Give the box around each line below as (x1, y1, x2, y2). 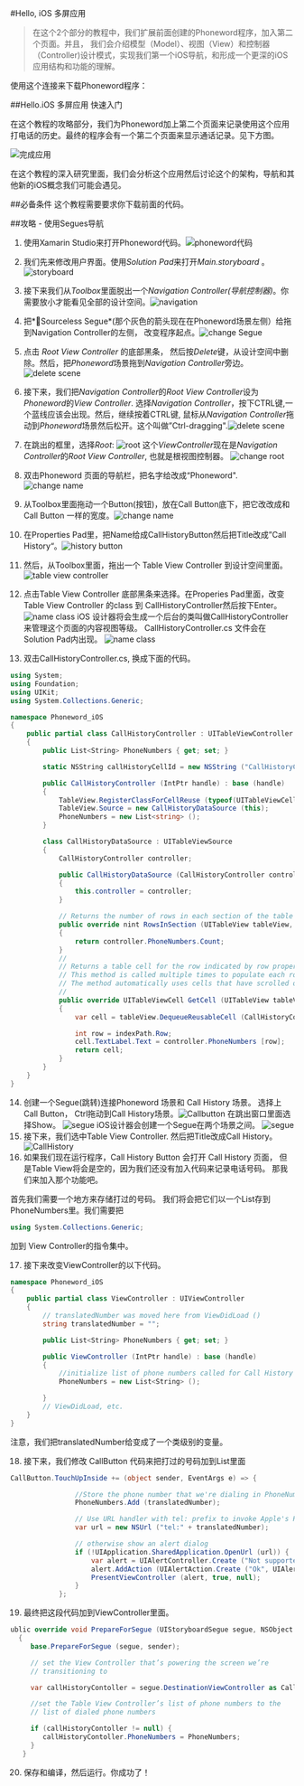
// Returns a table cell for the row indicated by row (58, 962, 270, 972)
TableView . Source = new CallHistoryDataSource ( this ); (58, 804, 270, 813)
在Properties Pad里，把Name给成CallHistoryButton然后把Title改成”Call (23, 530, 287, 540)
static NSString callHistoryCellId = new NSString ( (42, 762, 245, 771)
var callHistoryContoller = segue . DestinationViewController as (30, 1683, 278, 1692)
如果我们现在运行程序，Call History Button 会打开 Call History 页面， (23, 1151, 278, 1162)
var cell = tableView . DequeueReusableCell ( (74, 1012, 245, 1021)
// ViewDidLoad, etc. (42, 1402, 124, 1411)
